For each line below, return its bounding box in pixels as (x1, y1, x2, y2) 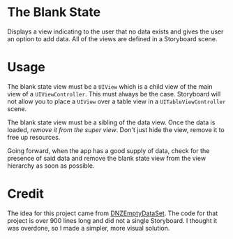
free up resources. (7, 133, 61, 141)
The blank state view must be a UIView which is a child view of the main (7, 82, 213, 91)
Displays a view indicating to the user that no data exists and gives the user (7, 27, 224, 36)
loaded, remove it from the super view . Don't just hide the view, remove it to (7, 125, 225, 133)
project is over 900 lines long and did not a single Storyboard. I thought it (7, 216, 218, 224)
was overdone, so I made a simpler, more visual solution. (7, 224, 170, 232)
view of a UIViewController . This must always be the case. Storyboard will (7, 89, 221, 98)
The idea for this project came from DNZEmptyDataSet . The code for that (7, 209, 218, 217)
